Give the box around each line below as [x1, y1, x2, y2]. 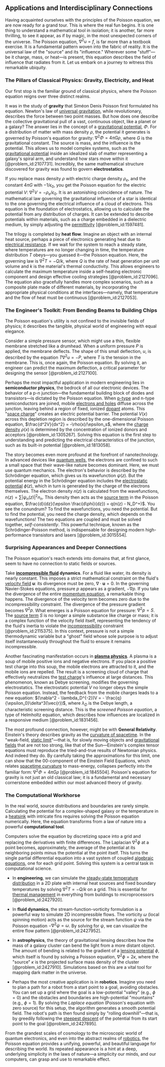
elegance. [5, 328, 26, 334]
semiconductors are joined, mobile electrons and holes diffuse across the [5, 400, 154, 406]
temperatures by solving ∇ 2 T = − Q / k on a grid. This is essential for [12, 885, 147, 892]
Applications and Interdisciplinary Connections [5, 4, 153, 12]
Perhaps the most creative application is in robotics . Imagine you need [12, 979, 156, 985]
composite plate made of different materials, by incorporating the [5, 284, 137, 290]
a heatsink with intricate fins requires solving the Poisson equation [5, 813, 139, 819]
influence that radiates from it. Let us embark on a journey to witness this [5, 59, 153, 65]
